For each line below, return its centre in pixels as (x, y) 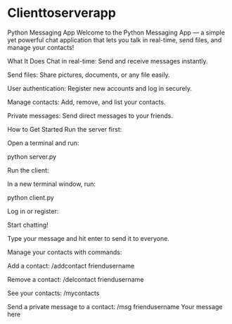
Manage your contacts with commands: (65, 252)
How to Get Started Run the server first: (65, 129)
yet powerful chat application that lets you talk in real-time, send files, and (115, 39)
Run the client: (28, 170)
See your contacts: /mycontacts (53, 293)
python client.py (31, 197)
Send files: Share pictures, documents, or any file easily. (89, 75)
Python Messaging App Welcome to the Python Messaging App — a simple (116, 32)
